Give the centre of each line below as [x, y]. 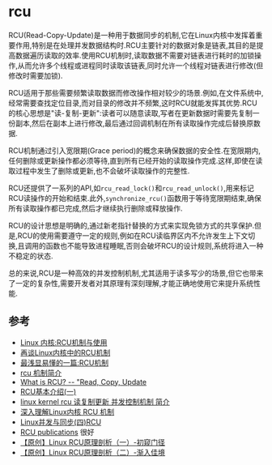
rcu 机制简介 [41, 373]
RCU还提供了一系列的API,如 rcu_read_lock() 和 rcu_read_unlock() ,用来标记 [132, 188]
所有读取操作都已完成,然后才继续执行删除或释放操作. [96, 208]
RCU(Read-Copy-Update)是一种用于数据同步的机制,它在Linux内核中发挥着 [132, 35]
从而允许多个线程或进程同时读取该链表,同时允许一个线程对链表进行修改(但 [140, 65]
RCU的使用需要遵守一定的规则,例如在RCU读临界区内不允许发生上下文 [133, 235]
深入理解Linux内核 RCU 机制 [67, 412]
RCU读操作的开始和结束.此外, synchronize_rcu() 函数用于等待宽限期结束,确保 [135, 198]
